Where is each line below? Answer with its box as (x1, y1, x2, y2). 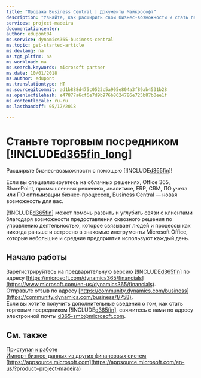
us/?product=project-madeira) (6, 365, 81, 372)
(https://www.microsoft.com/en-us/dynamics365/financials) (6, 281, 154, 288)
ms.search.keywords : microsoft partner (6, 64, 106, 71)
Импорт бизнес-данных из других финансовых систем (6, 352, 147, 359)
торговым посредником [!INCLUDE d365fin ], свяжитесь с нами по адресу (6, 306, 193, 313)
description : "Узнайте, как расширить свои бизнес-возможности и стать (6, 14, 188, 20)
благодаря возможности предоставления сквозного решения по (6, 216, 172, 223)
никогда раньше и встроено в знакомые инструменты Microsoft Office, (6, 228, 188, 235)
